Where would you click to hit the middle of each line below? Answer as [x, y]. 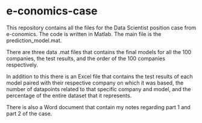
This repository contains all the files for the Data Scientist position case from [101, 28]
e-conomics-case [52, 11]
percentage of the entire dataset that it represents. [69, 95]
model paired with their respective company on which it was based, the [95, 83]
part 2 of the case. [29, 113]
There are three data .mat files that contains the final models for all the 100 [99, 52]
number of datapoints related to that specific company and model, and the [99, 89]
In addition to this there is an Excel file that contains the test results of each [99, 76]
